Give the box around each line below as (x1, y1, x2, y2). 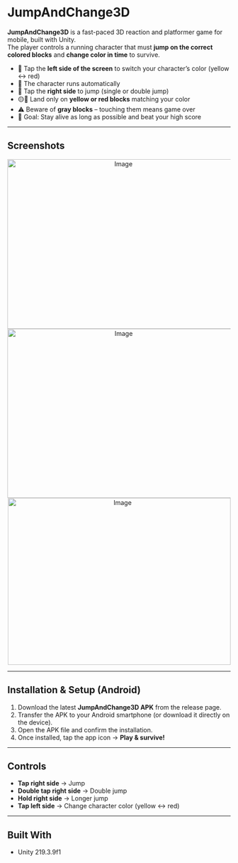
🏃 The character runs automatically (17, 79, 120, 87)
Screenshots (7, 140, 65, 152)
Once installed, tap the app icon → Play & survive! (17, 733, 165, 742)
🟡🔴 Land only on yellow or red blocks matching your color (17, 94, 191, 103)
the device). (17, 718, 53, 727)
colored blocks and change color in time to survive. (7, 50, 161, 59)
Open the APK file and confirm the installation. (17, 725, 153, 734)
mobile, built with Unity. (7, 35, 76, 43)
